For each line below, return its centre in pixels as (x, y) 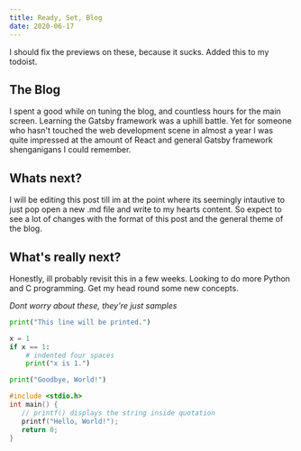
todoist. (23, 61)
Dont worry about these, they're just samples (93, 305)
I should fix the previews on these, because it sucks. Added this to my (139, 51)
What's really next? (65, 257)
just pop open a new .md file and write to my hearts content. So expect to (146, 209)
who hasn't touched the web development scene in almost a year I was (141, 131)
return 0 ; (40, 429)
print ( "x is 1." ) (58, 364)
